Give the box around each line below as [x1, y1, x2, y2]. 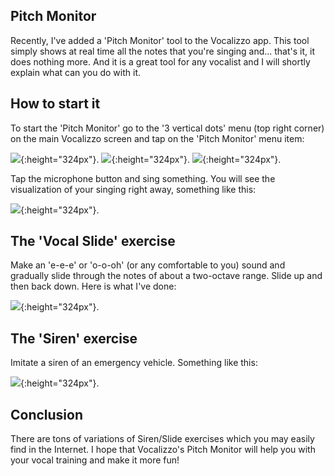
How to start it [10, 95, 101, 113]
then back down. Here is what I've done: [10, 280, 177, 293]
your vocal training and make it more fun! [10, 454, 180, 466]
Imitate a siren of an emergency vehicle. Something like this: [10, 357, 258, 369]
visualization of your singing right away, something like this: [10, 183, 257, 195]
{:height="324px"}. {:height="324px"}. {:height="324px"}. [20, 153, 282, 165]
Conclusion [10, 406, 84, 423]
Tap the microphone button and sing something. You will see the [10, 172, 276, 184]
